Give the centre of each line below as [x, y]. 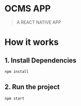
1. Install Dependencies [40, 60]
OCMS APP [28, 9]
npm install [17, 71]
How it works [32, 42]
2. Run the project [32, 87]
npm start [15, 98]
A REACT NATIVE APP [39, 22]
